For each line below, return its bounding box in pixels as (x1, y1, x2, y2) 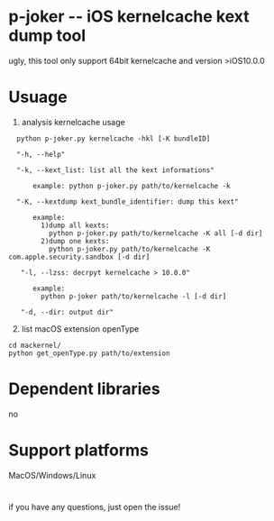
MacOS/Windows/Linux (8, 470, 96, 480)
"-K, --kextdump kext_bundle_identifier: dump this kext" (16, 197, 240, 206)
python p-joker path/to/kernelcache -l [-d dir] (41, 291, 227, 301)
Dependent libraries (8, 379, 160, 399)
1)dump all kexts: (41, 221, 110, 230)
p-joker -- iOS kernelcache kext (8, 6, 250, 27)
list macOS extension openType (21, 323, 140, 334)
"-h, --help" (16, 150, 66, 159)
